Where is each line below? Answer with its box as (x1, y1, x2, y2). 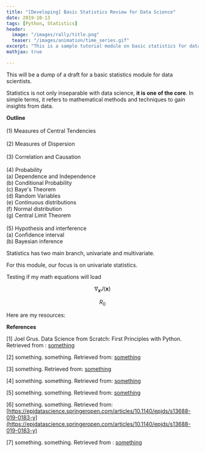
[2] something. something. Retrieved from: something (6, 354, 141, 361)
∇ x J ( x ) (94, 285, 111, 294)
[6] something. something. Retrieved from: (6, 401, 113, 409)
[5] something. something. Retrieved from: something (6, 389, 141, 396)
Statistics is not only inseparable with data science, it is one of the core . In (6, 89, 194, 97)
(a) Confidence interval (6, 231, 65, 239)
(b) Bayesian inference (6, 237, 63, 245)
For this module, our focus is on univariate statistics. (6, 261, 138, 269)
